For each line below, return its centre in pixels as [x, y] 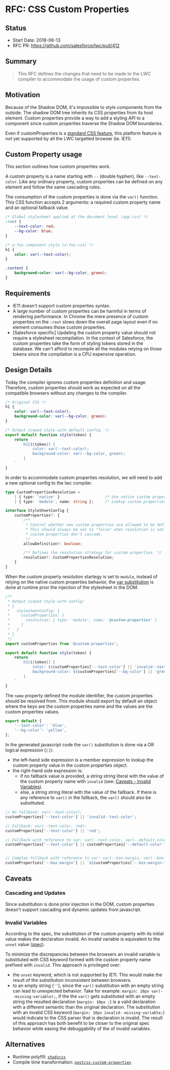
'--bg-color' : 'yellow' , [40, 730]
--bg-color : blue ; [34, 231]
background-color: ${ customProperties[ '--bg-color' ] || [92, 672]
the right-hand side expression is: [48, 771]
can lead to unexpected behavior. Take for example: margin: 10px [81, 991]
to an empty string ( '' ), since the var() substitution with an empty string [88, 985]
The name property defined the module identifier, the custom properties [79, 695]
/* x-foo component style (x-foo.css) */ [50, 245]
